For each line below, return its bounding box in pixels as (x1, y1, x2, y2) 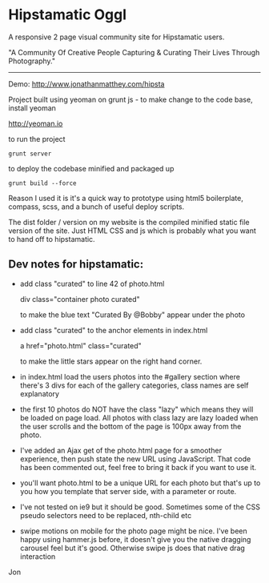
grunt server (8, 150, 52, 158)
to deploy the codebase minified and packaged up (8, 163, 175, 173)
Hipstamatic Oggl (8, 6, 126, 24)
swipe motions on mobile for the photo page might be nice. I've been (19, 526, 247, 536)
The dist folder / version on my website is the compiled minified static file (8, 217, 250, 227)
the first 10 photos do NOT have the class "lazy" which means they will (19, 404, 254, 414)
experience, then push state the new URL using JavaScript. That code (19, 454, 251, 464)
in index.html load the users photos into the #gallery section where (19, 372, 240, 381)
